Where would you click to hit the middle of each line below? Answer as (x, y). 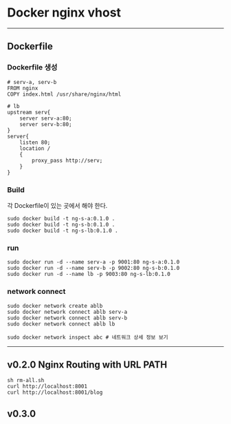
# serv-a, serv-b (32, 82)
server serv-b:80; (46, 124)
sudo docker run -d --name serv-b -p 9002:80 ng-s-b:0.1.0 (93, 268)
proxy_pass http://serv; (67, 160)
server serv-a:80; (46, 118)
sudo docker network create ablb (55, 306)
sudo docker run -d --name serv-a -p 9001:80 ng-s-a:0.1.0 (93, 262)
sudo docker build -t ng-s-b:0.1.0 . (61, 224)
